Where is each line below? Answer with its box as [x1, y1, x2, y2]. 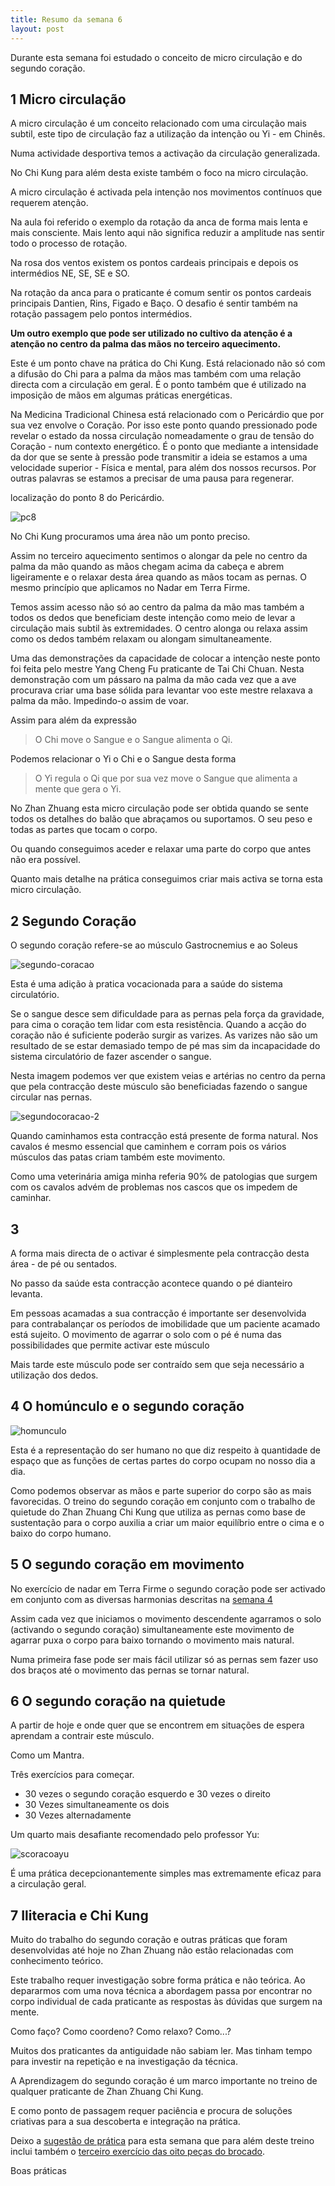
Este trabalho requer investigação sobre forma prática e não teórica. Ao [10, 1974, 306, 1986]
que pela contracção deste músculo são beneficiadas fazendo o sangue [10, 1081, 308, 1093]
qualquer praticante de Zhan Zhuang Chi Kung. [10, 2086, 204, 2098]
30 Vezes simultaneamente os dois [24, 1799, 170, 1811]
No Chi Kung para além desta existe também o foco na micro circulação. [10, 167, 309, 179]
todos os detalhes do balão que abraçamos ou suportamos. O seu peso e [10, 813, 313, 825]
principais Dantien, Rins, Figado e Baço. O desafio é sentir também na [10, 297, 298, 310]
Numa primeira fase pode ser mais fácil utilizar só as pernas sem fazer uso [10, 1653, 319, 1665]
